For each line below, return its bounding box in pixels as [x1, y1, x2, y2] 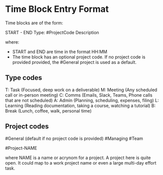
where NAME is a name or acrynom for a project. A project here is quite [5, 155, 151, 161]
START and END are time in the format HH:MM [12, 49, 108, 55]
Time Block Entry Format [5, 3, 109, 15]
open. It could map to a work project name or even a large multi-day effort [5, 160, 157, 166]
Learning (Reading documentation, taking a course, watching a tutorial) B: [5, 103, 156, 109]
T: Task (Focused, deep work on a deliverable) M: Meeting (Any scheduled [5, 87, 158, 93]
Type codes [5, 73, 42, 82]
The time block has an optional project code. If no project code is [12, 54, 146, 60]
